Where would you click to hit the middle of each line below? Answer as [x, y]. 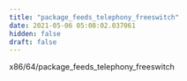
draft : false [33, 42]
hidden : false [35, 33]
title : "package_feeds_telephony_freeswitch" [94, 17]
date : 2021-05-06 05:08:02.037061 [73, 26]
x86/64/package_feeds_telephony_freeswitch [92, 67]
